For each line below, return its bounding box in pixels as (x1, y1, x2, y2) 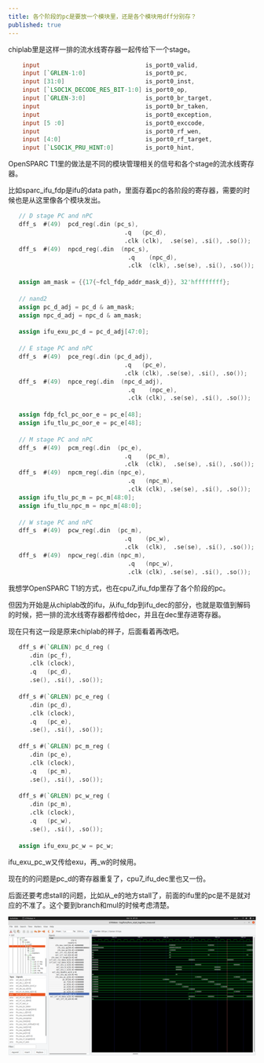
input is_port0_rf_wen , (22, 127, 202, 135)
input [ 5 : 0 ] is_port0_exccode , (22, 119, 206, 127)
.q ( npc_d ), (127, 254, 178, 261)
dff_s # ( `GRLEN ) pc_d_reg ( (18, 643, 111, 651)
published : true (8, 20, 61, 29)
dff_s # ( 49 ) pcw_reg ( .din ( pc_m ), (18, 527, 143, 535)
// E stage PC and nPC (18, 345, 93, 353)
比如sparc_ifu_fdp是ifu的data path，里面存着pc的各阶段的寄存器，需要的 (8, 185, 244, 195)
